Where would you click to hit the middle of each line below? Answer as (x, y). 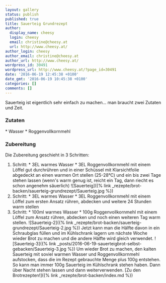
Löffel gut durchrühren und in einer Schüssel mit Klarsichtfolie (76, 170)
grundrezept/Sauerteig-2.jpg (42, 228)
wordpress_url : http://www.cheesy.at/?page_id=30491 (61, 70)
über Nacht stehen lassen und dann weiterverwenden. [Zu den (76, 270)
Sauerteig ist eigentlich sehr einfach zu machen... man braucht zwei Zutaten (83, 102)
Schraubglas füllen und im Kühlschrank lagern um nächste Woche (80, 233)
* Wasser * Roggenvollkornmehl (38, 131)
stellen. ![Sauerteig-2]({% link (43, 223)
